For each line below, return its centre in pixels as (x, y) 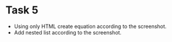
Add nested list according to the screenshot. (68, 32)
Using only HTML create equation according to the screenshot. (90, 26)
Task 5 (22, 10)
